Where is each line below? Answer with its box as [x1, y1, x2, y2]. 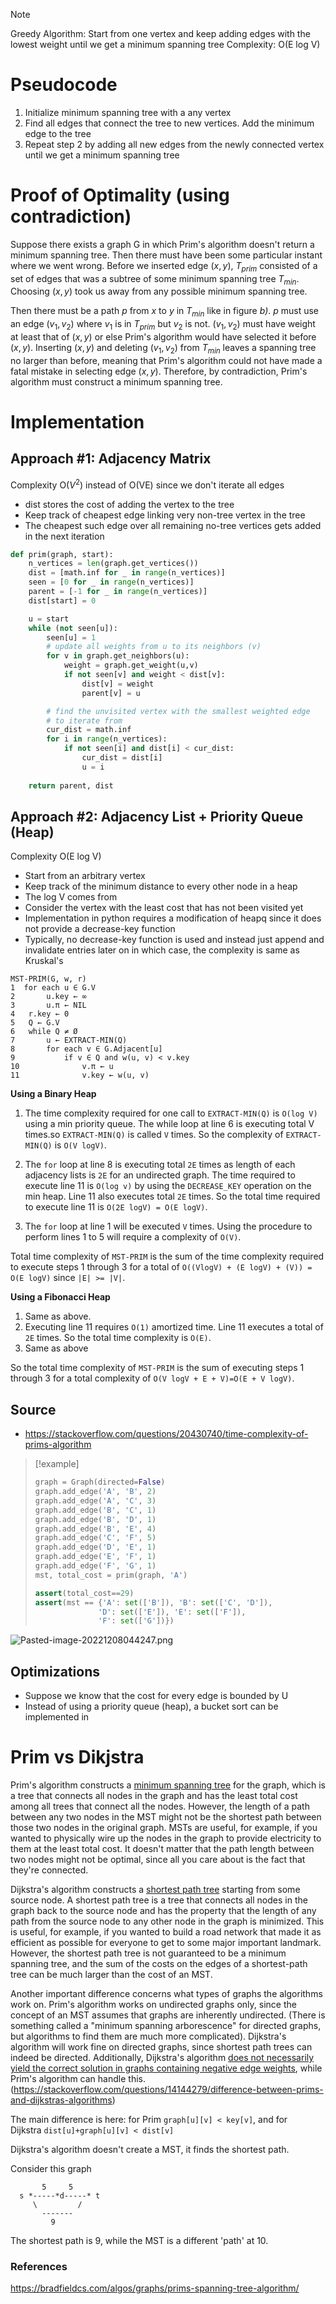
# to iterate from [46, 715, 123, 726]
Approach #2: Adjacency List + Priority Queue [10, 808, 304, 825]
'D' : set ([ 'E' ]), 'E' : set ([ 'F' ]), [98, 1607, 247, 1617]
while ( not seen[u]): [28, 623, 118, 633]
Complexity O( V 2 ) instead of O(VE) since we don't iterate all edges [10, 477, 285, 491]
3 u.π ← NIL [10, 1000, 87, 1011]
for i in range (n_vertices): [46, 734, 168, 744]
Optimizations [10, 1663, 100, 1680]
